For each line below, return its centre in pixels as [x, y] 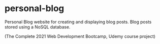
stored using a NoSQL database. [38, 27]
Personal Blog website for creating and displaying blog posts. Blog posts [78, 22]
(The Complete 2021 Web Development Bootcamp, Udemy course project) [80, 36]
